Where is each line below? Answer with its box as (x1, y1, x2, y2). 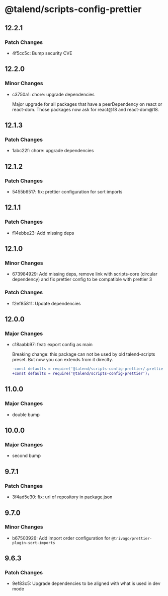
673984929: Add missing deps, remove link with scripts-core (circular (12, 271, 158, 277)
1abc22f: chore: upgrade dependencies (12, 148, 94, 154)
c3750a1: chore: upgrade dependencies (12, 91, 95, 97)
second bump (12, 452, 41, 459)
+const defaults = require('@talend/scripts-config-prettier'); (12, 371, 150, 376)
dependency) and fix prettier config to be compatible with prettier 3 (12, 276, 152, 283)
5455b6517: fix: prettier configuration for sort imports (12, 188, 123, 194)
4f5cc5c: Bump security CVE (12, 50, 72, 56)
